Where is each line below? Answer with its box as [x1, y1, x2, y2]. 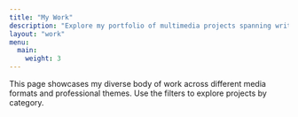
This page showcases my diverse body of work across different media [9, 79, 266, 89]
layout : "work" [9, 29, 66, 38]
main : [17, 46, 38, 55]
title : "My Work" [9, 12, 74, 22]
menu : [9, 37, 29, 47]
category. [9, 97, 44, 107]
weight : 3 [25, 54, 62, 63]
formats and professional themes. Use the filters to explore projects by [9, 88, 268, 98]
